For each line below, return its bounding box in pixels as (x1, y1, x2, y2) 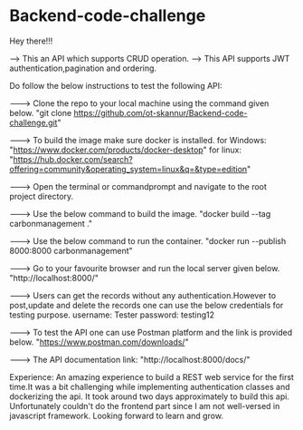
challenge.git (9, 117, 58, 128)
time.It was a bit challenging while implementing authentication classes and (9, 381, 291, 392)
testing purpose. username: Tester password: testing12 (9, 309, 215, 320)
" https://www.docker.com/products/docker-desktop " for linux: (9, 144, 242, 155)
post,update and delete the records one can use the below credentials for (9, 299, 284, 310)
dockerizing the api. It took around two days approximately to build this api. (9, 391, 289, 402)
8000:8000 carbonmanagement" (9, 245, 133, 256)
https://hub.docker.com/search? (13, 153, 133, 164)
